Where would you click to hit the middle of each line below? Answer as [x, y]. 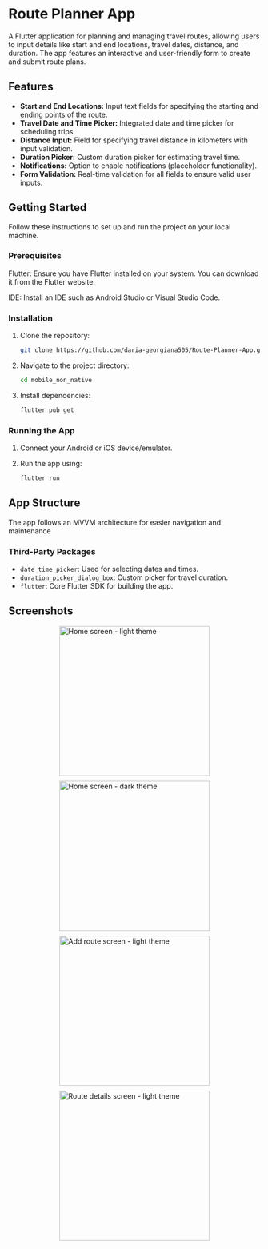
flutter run [40, 478]
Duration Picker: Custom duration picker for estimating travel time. [130, 157]
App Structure [44, 503]
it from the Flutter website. [52, 281]
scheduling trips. [48, 131]
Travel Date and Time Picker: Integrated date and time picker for [127, 123]
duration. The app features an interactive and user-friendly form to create [129, 53]
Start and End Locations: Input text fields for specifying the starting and [139, 106]
